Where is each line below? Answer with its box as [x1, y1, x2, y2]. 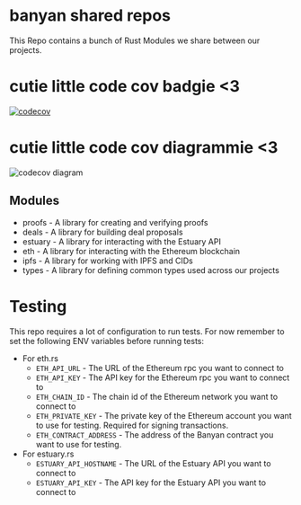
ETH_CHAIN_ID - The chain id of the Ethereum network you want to [35, 391, 279, 402]
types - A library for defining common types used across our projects [22, 264, 280, 275]
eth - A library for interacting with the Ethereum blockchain [22, 245, 241, 256]
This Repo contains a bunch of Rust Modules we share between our [9, 35, 261, 46]
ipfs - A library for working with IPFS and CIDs [22, 255, 193, 266]
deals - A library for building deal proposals [22, 226, 183, 237]
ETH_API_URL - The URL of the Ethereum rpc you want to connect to [35, 362, 285, 373]
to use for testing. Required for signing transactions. [35, 420, 229, 430]
